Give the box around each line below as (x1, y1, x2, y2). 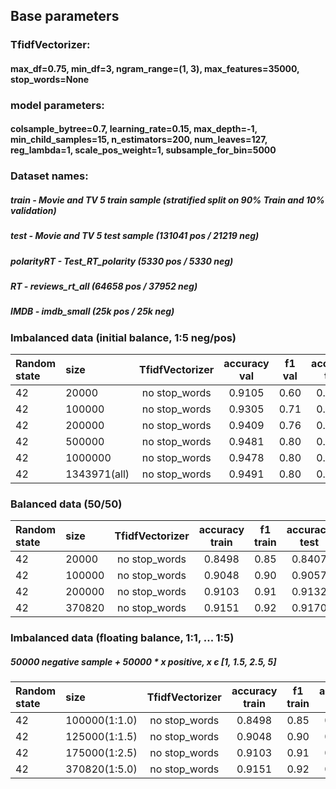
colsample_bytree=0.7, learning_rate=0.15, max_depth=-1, (10, 123, 258, 135)
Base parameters (10, 8, 120, 25)
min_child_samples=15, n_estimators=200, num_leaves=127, (10, 134, 268, 146)
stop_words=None (10, 73, 90, 85)
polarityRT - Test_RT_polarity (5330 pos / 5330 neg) (10, 255, 234, 267)
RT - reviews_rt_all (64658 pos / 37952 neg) (10, 280, 198, 293)
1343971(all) (65, 467, 130, 481)
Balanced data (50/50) (10, 497, 123, 511)
